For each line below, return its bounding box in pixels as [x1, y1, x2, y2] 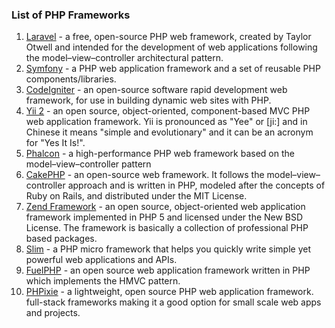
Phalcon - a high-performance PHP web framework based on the [25, 148, 295, 160]
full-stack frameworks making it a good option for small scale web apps [25, 296, 322, 308]
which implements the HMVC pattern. [25, 275, 181, 287]
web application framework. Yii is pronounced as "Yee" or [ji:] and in [25, 116, 308, 128]
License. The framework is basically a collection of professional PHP [25, 222, 309, 234]
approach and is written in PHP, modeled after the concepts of [67, 179, 326, 192]
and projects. [25, 307, 81, 319]
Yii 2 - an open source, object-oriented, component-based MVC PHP [25, 105, 311, 117]
